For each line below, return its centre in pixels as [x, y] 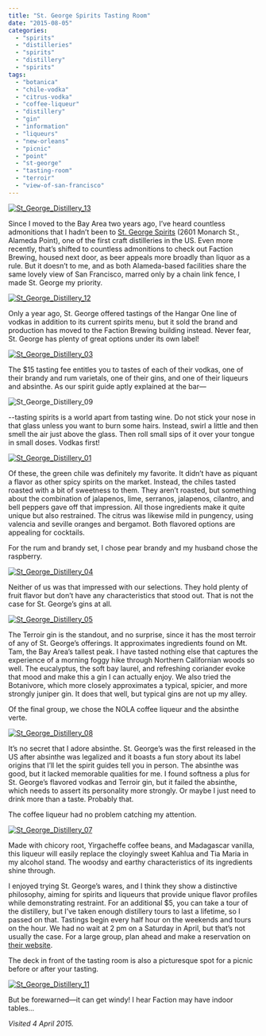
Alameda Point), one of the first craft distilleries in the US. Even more [121, 240]
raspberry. [25, 556]
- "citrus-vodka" [44, 97]
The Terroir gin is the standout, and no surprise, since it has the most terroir [132, 634]
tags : [17, 75]
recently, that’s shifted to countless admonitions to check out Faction [121, 249]
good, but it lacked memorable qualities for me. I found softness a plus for [129, 773]
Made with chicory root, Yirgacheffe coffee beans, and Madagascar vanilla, [131, 845]
